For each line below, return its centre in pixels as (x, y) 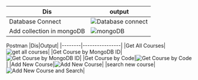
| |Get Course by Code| (108, 58)
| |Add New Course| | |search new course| (81, 64)
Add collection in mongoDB (47, 31)
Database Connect (35, 21)
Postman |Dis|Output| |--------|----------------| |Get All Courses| (86, 46)
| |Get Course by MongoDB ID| (85, 52)
